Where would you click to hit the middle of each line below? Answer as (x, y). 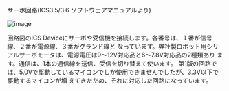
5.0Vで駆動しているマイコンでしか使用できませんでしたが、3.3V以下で (119, 72)
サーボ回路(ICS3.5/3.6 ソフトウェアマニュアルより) (79, 10)
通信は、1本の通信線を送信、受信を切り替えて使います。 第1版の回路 (115, 63)
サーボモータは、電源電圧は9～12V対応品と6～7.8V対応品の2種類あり (117, 55)
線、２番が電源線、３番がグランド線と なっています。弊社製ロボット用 (107, 46)
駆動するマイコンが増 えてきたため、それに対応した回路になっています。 (110, 80)
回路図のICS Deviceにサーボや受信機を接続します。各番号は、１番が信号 (110, 38)
